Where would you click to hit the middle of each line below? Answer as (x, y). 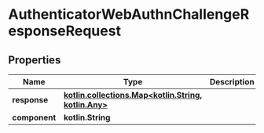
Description (232, 82)
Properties (35, 60)
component (34, 117)
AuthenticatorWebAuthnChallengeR (129, 14)
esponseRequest (65, 31)
